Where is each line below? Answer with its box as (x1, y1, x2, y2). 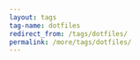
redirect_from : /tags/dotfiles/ (9, 29, 128, 38)
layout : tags (9, 12, 57, 22)
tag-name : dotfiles (9, 21, 81, 30)
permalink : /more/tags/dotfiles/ (9, 37, 132, 47)
